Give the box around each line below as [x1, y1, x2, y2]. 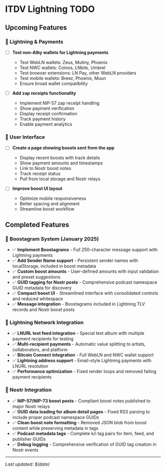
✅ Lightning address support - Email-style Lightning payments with [12, 358, 152, 364]
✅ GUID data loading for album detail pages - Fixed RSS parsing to [12, 408, 150, 414]
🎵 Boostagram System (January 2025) [5, 235, 99, 242]
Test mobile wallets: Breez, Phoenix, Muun [19, 75, 106, 81]
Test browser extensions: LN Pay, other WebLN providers [19, 70, 137, 76]
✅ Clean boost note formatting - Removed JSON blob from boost [12, 419, 147, 425]
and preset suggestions [12, 274, 61, 280]
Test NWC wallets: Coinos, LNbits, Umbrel [19, 65, 106, 71]
